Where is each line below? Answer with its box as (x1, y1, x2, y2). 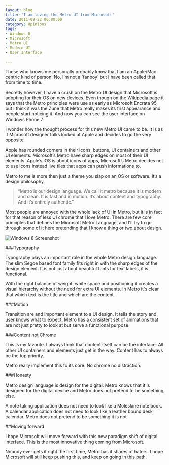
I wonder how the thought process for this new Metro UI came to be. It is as (5, 126, 163, 132)
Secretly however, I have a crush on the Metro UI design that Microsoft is (5, 89, 158, 95)
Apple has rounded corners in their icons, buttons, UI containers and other (5, 147, 161, 153)
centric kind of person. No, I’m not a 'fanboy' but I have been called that (5, 74, 156, 80)
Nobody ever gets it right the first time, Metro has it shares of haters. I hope (5, 448, 163, 454)
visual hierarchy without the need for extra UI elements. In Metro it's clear (5, 286, 159, 292)
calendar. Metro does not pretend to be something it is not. (5, 413, 128, 420)
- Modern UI (5, 45, 30, 50)
